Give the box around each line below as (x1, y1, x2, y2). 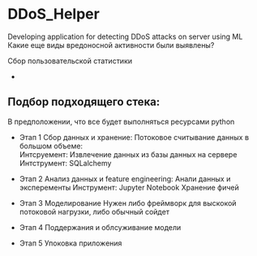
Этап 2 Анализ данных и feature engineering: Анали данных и (19, 173, 231, 183)
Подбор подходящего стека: (7, 95, 161, 109)
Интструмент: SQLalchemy (19, 158, 112, 168)
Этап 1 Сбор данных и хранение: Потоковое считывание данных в (19, 132, 249, 142)
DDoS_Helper (7, 5, 101, 23)
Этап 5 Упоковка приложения (19, 238, 122, 248)
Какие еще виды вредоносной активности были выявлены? (7, 40, 215, 49)
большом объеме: (19, 141, 83, 151)
